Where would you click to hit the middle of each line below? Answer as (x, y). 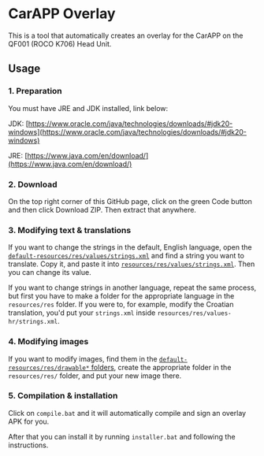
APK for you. (29, 421)
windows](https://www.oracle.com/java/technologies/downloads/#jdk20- (127, 132)
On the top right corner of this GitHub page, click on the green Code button (130, 201)
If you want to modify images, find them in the (83, 358)
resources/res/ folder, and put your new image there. (95, 376)
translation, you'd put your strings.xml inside (82, 313)
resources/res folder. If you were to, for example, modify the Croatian (121, 305)
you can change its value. (50, 272)
